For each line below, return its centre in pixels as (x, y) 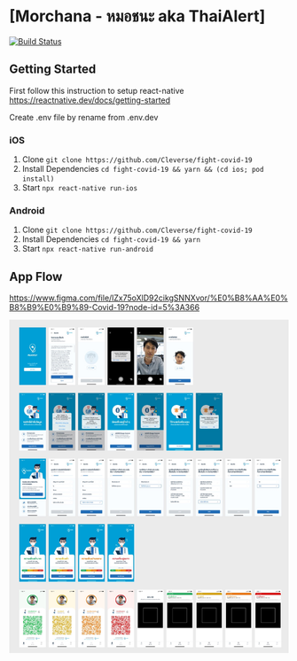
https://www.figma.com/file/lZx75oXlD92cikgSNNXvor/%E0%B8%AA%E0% (148, 298)
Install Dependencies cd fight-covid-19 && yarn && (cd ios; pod (143, 169)
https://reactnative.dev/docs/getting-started (90, 100)
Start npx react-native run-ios (80, 188)
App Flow (36, 276)
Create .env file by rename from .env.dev (84, 117)
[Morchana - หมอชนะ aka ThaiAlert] (137, 16)
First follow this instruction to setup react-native (97, 90)
